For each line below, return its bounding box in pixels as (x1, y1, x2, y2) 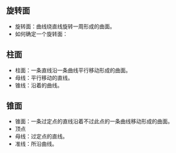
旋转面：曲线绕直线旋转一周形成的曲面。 (14, 23, 115, 30)
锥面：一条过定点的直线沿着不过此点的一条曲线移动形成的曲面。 (14, 118, 173, 125)
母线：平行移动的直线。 (14, 74, 73, 81)
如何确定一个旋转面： (14, 30, 68, 37)
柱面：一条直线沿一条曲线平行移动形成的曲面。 (14, 67, 131, 74)
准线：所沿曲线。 (14, 140, 58, 148)
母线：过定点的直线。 (14, 133, 68, 140)
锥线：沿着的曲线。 (14, 82, 63, 89)
